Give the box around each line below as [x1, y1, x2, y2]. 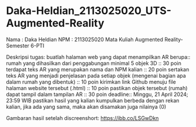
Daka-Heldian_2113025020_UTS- [6, 4, 172, 18]
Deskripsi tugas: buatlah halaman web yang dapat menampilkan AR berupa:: [6, 53, 191, 60]
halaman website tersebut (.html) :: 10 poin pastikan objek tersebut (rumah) [6, 84, 188, 91]
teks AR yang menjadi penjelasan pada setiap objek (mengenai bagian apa [6, 72, 186, 79]
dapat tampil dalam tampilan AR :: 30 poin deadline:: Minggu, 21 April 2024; [6, 91, 189, 98]
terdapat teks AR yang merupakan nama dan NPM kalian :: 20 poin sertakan [6, 66, 190, 73]
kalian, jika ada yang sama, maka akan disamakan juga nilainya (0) [6, 103, 167, 110]
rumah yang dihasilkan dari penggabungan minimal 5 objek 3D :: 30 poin [6, 60, 182, 67]
